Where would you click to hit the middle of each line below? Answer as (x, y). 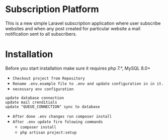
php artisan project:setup (48, 132)
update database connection (35, 98)
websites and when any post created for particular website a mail (73, 28)
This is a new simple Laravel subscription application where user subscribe (83, 23)
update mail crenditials (31, 102)
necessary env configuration (43, 89)
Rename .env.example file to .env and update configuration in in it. (88, 84)
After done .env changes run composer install (62, 116)
